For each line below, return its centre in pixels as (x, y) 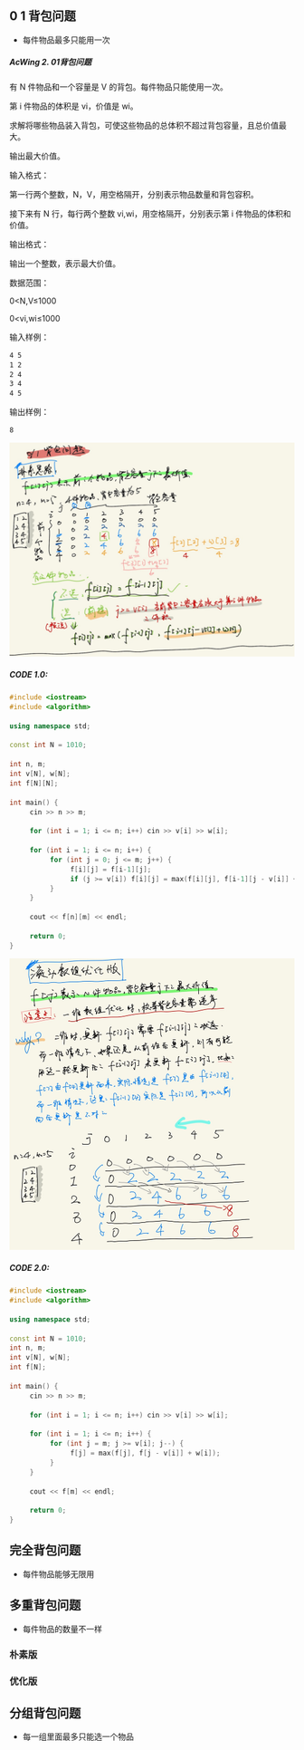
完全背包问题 (45, 1550)
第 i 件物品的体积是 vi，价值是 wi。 (74, 106)
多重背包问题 (45, 1606)
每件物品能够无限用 (58, 1573)
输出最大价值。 (37, 156)
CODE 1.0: (28, 674)
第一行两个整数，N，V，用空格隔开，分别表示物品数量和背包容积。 (134, 194)
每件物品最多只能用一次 (66, 40)
